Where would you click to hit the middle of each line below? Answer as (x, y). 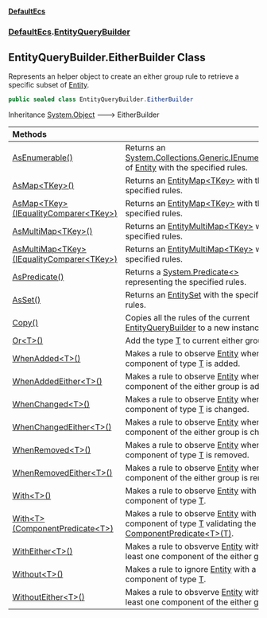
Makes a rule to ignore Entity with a (191, 569)
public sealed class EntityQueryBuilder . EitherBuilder (101, 99)
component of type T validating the (191, 523)
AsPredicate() (38, 277)
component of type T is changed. (187, 410)
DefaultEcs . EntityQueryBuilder (70, 32)
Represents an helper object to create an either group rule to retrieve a (124, 76)
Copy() (25, 323)
